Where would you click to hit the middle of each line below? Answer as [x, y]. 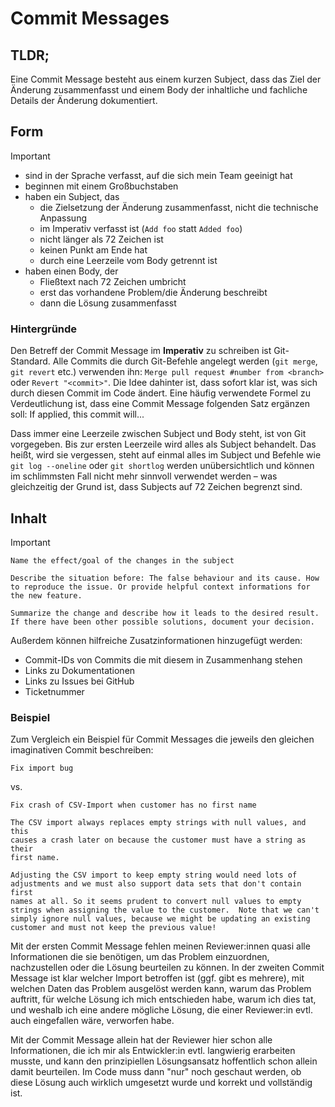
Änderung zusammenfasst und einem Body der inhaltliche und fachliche [159, 90]
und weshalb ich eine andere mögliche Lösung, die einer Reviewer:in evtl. [161, 1010]
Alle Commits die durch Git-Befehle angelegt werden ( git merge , [185, 361]
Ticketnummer [54, 691]
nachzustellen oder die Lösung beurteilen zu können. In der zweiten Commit [167, 968]
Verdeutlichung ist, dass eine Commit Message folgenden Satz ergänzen [160, 404]
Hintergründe [44, 329]
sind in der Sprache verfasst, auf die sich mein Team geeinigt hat [158, 175]
